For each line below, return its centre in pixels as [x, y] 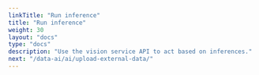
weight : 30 [26, 30]
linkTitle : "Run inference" [54, 15]
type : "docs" [30, 45]
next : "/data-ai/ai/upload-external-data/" [81, 59]
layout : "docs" [33, 37]
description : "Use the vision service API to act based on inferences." [130, 52]
